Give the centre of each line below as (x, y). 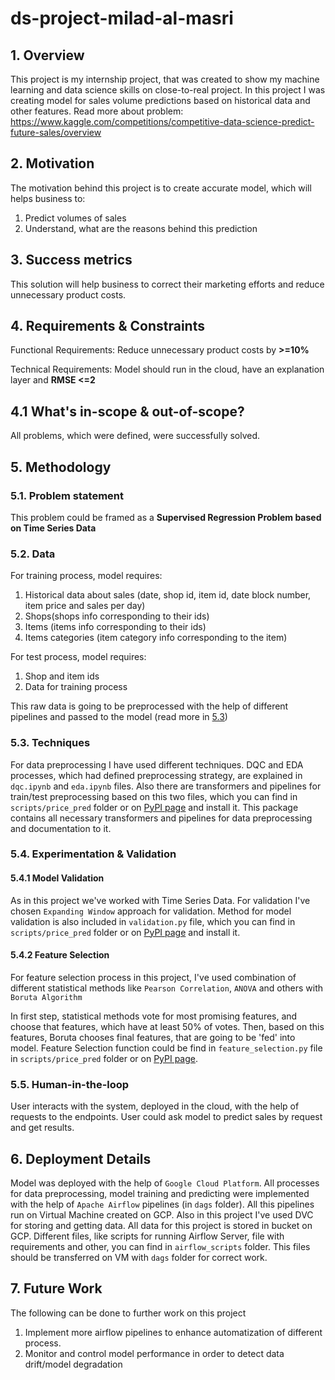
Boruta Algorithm (46, 997)
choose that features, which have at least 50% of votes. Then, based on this (167, 1026)
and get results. (42, 1128)
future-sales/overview (56, 132)
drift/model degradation (73, 1364)
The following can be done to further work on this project (128, 1313)
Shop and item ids (62, 676)
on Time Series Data (53, 528)
